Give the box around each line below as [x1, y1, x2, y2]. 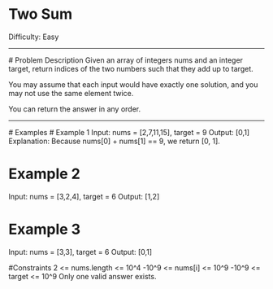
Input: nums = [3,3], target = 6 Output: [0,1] [8, 247, 153, 256]
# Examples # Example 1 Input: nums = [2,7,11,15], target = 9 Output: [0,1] [8, 127, 250, 137]
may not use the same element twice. [8, 88, 134, 98]
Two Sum [8, 5, 73, 24]
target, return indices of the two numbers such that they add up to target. [8, 63, 253, 73]
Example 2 [8, 164, 81, 183]
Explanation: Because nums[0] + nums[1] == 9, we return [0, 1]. [8, 136, 221, 146]
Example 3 [8, 221, 81, 239]
